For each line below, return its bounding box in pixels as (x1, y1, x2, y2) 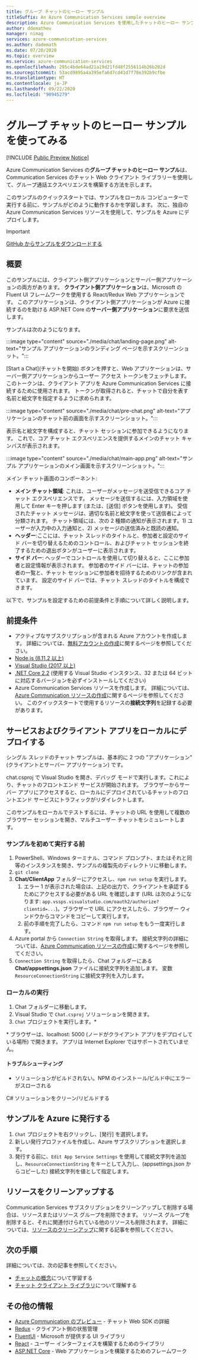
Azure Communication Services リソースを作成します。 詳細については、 (14, 684, 192, 692)
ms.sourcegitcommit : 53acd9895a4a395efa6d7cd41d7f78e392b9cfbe (6, 70, 166, 75)
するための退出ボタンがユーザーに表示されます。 (20, 547, 139, 554)
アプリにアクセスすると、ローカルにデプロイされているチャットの (17, 788, 179, 796)
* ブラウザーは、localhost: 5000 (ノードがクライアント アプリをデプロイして (6, 1030, 193, 1037)
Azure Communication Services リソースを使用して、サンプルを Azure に (6, 209, 185, 216)
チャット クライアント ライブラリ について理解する (14, 1282, 137, 1289)
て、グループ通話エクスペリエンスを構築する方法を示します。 (6, 181, 155, 188)
